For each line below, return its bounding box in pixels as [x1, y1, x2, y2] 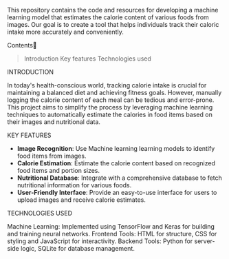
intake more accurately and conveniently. [7, 28, 124, 36]
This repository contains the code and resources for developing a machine [7, 6, 219, 14]
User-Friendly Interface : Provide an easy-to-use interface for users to [17, 189, 217, 196]
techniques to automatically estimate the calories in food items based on [7, 110, 213, 118]
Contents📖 [7, 41, 37, 49]
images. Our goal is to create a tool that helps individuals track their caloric [7, 21, 219, 28]
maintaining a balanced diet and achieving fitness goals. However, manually [7, 89, 222, 96]
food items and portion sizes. [17, 167, 100, 174]
